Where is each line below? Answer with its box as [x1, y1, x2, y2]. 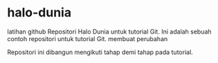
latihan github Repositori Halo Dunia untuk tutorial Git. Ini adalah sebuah [7, 27, 212, 36]
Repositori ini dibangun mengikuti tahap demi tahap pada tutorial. [7, 48, 194, 56]
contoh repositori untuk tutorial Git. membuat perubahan [7, 34, 168, 42]
